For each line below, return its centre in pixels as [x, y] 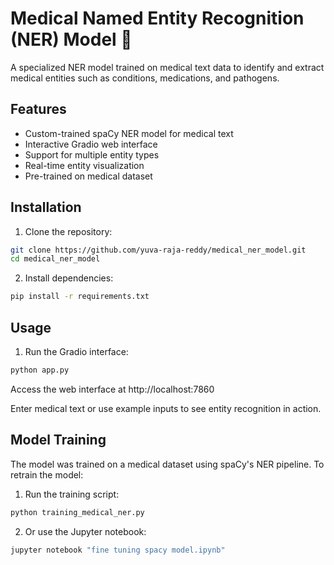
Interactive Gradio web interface [91, 144]
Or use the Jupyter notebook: [85, 531]
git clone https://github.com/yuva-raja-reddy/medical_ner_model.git [158, 250]
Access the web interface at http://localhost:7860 [112, 389]
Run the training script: [72, 494]
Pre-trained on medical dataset [88, 176]
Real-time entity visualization [84, 165]
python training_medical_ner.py [77, 512]
